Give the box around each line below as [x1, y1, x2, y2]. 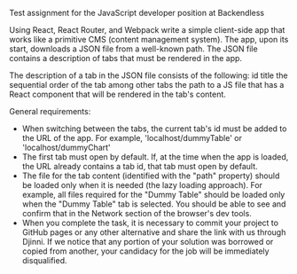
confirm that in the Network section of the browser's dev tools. [21, 208, 253, 218]
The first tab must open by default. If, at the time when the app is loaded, [21, 152, 289, 162]
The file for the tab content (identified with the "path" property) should [21, 170, 280, 181]
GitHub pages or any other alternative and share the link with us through [21, 227, 286, 238]
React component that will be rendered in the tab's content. [9, 89, 226, 99]
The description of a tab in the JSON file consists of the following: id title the [9, 70, 288, 81]
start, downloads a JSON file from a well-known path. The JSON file [9, 43, 259, 54]
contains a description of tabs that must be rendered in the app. [9, 53, 242, 63]
